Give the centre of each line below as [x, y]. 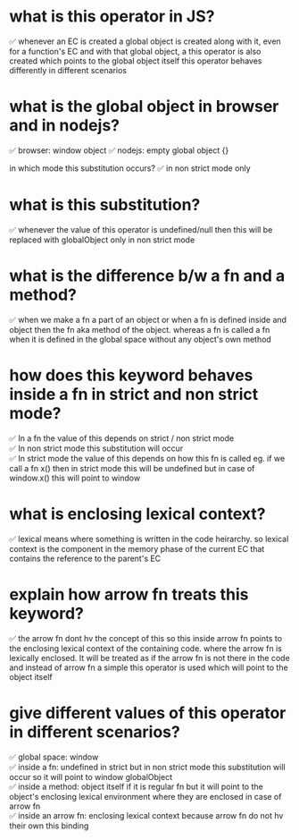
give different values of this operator [148, 713]
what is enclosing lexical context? [137, 514]
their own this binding [49, 826]
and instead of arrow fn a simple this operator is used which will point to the [149, 667]
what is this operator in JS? [112, 17]
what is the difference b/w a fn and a [147, 276]
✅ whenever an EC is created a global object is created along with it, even [145, 41]
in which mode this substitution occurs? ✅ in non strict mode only [130, 168]
